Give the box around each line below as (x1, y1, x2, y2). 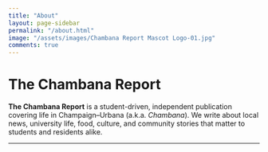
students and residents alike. (8, 127, 103, 137)
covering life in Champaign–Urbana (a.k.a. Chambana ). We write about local (8, 111, 259, 120)
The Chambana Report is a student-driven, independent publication (8, 102, 233, 111)
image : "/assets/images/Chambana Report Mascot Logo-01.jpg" (8, 33, 216, 42)
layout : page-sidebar (8, 19, 81, 27)
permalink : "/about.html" (8, 26, 94, 34)
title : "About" (8, 11, 59, 20)
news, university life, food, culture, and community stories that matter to (8, 119, 246, 128)
